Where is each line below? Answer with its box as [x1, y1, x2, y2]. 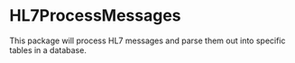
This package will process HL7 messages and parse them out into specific [9, 35, 286, 46]
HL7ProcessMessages [9, 5, 182, 26]
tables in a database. [9, 44, 88, 55]
